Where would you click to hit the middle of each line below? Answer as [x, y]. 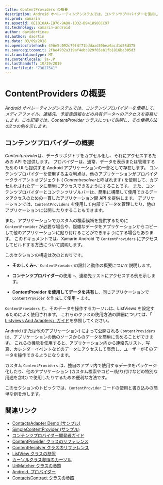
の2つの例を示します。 [27, 126]
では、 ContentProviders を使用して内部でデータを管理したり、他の [89, 204]
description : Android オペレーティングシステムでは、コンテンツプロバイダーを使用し [82, 14]
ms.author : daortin [25, 37]
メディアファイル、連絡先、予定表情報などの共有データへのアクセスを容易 [79, 114]
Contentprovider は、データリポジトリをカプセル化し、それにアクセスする [79, 155]
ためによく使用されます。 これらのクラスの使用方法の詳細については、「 [81, 314]
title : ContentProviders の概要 [37, 9]
